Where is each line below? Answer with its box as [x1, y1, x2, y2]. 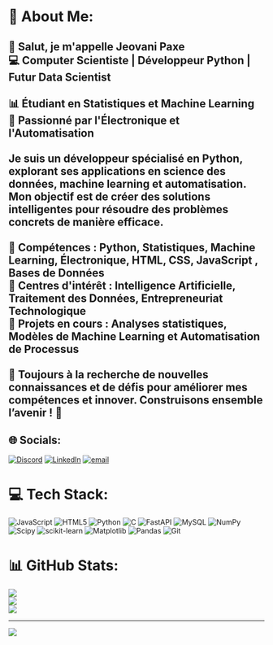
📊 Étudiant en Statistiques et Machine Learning [8, 97, 255, 111]
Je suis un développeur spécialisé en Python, [8, 151, 244, 165]
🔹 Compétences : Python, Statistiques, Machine [8, 240, 256, 255]
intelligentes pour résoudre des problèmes [8, 203, 229, 216]
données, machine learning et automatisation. [8, 177, 246, 190]
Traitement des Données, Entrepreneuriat [8, 291, 223, 305]
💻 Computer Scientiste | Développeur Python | [8, 53, 251, 68]
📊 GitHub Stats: [8, 556, 119, 574]
